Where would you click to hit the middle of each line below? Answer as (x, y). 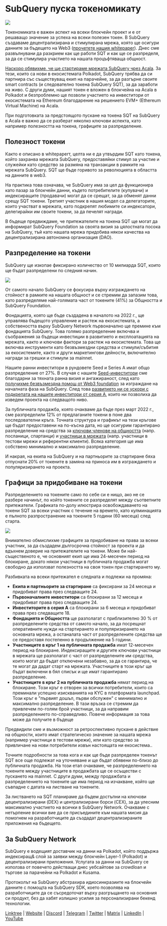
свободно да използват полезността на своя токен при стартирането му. (83, 567)
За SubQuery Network (41, 839)
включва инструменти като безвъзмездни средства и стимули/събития (82, 347)
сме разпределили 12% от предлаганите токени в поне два (69, 415)
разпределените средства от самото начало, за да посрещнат (79, 624)
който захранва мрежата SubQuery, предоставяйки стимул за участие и (82, 159)
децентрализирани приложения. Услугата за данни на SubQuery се (77, 862)
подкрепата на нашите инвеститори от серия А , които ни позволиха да (81, 394)
